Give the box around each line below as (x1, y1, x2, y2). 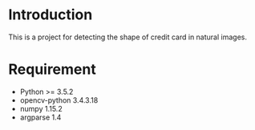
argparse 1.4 (19, 112, 62, 122)
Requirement (8, 60, 96, 79)
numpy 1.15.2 (19, 104, 63, 113)
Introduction (8, 6, 93, 24)
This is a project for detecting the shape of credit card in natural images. (8, 32, 247, 42)
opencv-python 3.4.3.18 (19, 95, 99, 105)
